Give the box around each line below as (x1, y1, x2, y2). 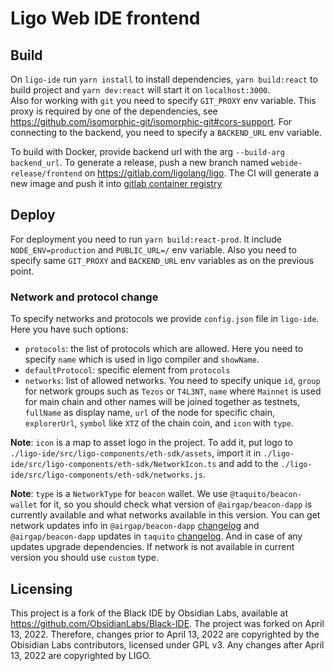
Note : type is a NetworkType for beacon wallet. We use (10, 488, 228, 500)
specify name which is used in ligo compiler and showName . (24, 353, 260, 366)
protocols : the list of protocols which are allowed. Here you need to (24, 343, 304, 355)
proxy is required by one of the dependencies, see (10, 105, 218, 117)
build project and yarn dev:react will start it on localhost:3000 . (10, 84, 271, 96)
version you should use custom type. (10, 552, 160, 564)
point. (10, 265, 35, 277)
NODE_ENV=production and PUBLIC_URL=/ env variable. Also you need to (10, 243, 297, 256)
